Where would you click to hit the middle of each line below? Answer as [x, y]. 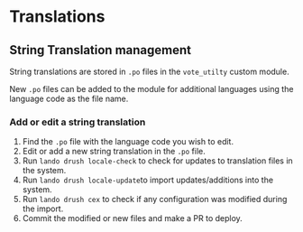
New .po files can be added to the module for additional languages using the [151, 89]
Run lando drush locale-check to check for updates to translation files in [157, 161]
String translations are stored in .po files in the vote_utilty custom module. [150, 71]
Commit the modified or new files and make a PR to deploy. [133, 218]
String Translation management [101, 50]
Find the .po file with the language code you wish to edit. [128, 142]
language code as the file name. [69, 98]
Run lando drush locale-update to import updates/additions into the [147, 180]
